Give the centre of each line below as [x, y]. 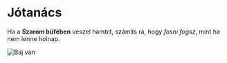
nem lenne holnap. [34, 38]
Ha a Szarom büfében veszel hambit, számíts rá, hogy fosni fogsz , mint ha [113, 32]
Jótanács [35, 13]
